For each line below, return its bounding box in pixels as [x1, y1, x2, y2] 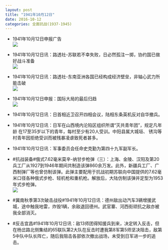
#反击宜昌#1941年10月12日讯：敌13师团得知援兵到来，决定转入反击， [12, 220, 155, 227]
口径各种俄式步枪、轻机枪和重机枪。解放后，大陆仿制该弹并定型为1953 [17, 175, 163, 181]
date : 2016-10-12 [5, 17, 42, 22]
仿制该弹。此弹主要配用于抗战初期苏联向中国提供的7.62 [43, 169, 157, 175]
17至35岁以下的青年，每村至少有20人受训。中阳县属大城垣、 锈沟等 [22, 129, 162, 135]
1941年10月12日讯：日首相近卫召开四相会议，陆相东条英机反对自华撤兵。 [12, 111, 163, 117]
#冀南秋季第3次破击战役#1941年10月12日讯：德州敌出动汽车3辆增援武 [12, 197, 156, 203]
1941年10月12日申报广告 [12, 36, 62, 42]
